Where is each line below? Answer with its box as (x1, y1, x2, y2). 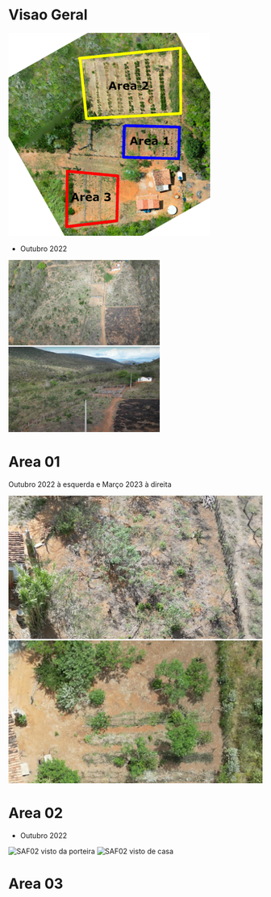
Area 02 (8, 804, 63, 823)
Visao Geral (8, 6, 88, 24)
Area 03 (8, 874, 64, 893)
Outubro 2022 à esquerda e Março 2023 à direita (8, 480, 172, 489)
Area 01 (8, 453, 60, 472)
